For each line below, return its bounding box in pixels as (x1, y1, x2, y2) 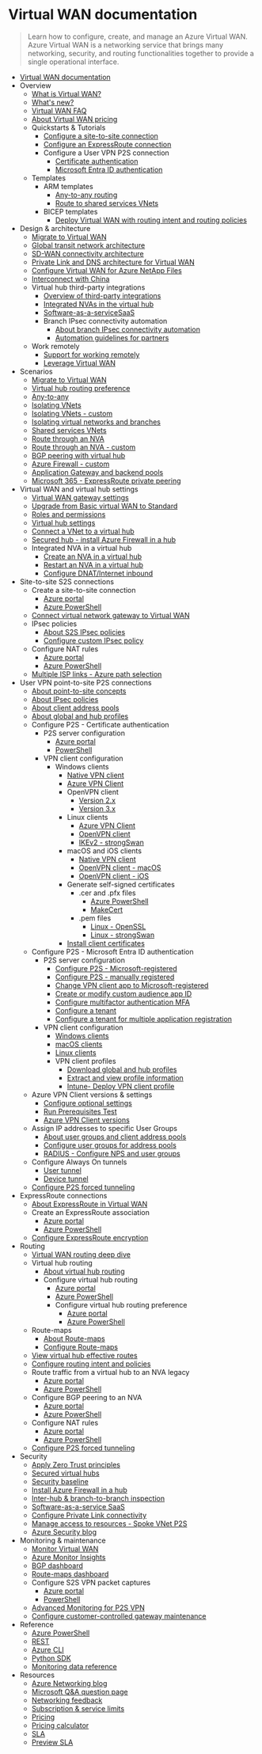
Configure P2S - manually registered (55, 972, 175, 981)
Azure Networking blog (31, 1678, 108, 1688)
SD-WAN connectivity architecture (31, 249, 144, 258)
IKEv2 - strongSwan (78, 837, 144, 847)
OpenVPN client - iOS (78, 871, 150, 880)
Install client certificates (66, 938, 145, 947)
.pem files (78, 913, 112, 923)
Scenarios (19, 366, 53, 376)
